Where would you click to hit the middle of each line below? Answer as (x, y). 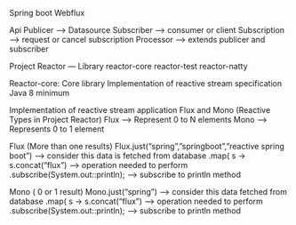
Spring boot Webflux (47, 13)
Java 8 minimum (39, 93)
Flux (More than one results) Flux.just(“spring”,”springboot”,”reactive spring (147, 146)
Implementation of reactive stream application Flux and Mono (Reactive (140, 110)
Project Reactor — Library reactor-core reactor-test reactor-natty (128, 66)
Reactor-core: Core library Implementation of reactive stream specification (146, 83)
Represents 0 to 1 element (57, 129)
